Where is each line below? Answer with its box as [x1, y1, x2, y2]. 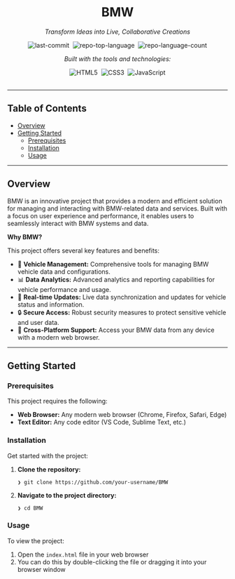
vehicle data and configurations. [17, 267, 111, 276]
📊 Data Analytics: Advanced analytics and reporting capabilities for [17, 275, 215, 284]
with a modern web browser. [17, 333, 100, 341]
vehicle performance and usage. [17, 285, 112, 293]
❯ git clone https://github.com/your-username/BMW [17, 479, 169, 486]
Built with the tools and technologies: [64, 54, 171, 63]
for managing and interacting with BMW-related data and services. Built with [7, 204, 227, 213]
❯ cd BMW [17, 505, 43, 512]
